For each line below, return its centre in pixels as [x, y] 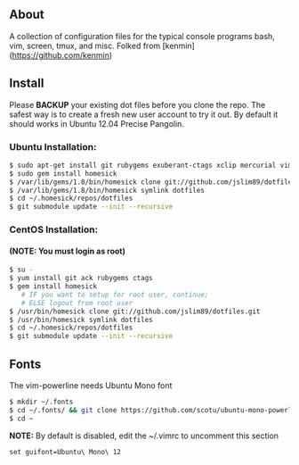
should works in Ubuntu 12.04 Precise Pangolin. [97, 123]
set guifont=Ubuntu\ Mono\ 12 [65, 452]
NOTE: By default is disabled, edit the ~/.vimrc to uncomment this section [144, 436]
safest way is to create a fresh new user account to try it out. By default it [144, 114]
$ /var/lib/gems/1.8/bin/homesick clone [85, 182]
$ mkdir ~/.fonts [41, 402]
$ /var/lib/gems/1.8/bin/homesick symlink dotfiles [107, 190]
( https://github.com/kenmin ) [61, 55]
